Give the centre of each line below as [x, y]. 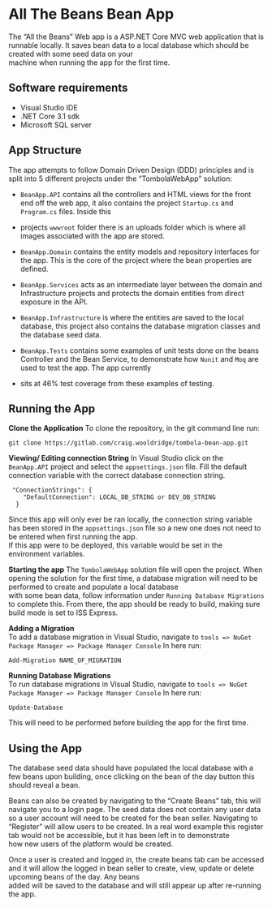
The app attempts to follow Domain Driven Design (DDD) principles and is [131, 170]
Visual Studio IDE [49, 107]
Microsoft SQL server [56, 125]
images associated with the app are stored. [92, 235]
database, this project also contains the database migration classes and [140, 326]
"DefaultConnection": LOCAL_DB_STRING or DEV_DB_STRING [120, 497]
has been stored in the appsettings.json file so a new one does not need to [135, 528]
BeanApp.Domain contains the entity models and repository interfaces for [140, 251]
